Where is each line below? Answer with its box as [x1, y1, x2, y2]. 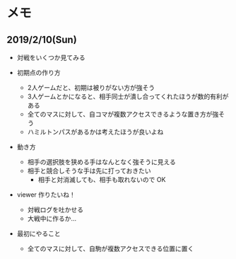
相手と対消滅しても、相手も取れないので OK [37, 175, 166, 183]
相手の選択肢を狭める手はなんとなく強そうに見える [27, 158, 176, 166]
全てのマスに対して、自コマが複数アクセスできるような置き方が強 [27, 110, 219, 118]
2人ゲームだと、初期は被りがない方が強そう [27, 84, 155, 91]
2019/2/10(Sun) [6, 33, 77, 45]
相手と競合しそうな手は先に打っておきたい [27, 166, 151, 175]
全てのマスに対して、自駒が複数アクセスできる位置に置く [27, 244, 194, 253]
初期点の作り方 [16, 69, 61, 76]
